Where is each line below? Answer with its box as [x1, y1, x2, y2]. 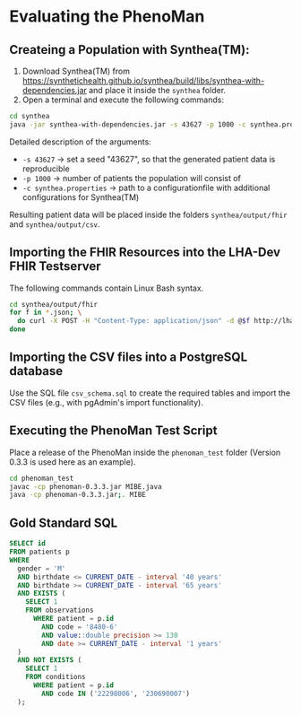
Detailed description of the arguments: [9, 136, 152, 147]
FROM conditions [25, 673, 87, 682]
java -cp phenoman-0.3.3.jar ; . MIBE [9, 491, 146, 500]
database [9, 363, 64, 379]
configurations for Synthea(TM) [21, 191, 140, 203]
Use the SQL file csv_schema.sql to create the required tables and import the [9, 388, 291, 398]
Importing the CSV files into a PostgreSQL [9, 350, 248, 365]
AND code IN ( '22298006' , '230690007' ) [41, 689, 191, 698]
